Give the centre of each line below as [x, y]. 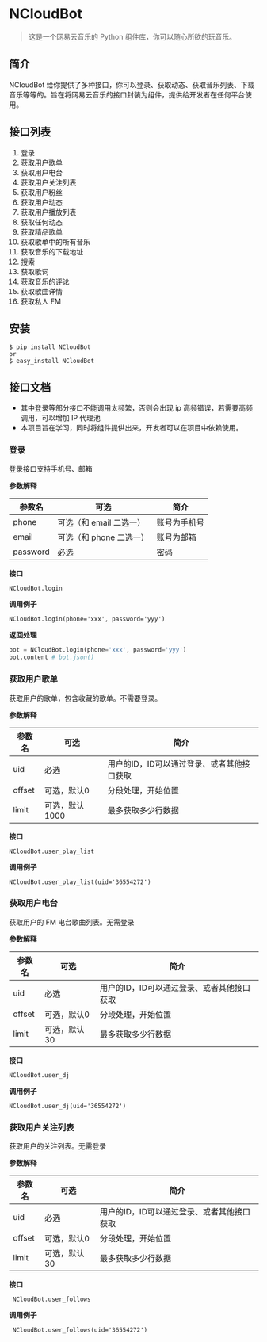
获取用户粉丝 [41, 192]
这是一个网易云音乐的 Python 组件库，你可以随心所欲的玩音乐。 [132, 36]
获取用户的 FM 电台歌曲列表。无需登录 [72, 922]
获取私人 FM [41, 301]
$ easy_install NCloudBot [51, 361]
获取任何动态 [41, 222]
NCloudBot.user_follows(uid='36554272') [80, 1330]
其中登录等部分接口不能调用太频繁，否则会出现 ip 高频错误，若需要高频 [136, 408]
